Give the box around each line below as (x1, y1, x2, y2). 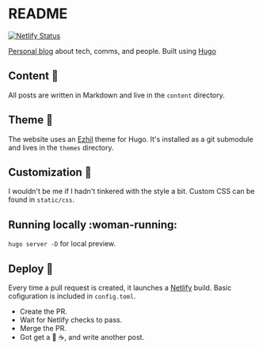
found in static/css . (8, 195, 75, 204)
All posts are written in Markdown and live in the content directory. (8, 90, 226, 100)
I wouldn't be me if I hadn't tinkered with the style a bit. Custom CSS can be (8, 187, 255, 196)
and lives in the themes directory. (8, 143, 114, 152)
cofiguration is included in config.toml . (8, 291, 136, 301)
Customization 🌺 (8, 165, 92, 179)
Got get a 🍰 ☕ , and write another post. (19, 333, 145, 341)
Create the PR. (19, 306, 67, 316)
